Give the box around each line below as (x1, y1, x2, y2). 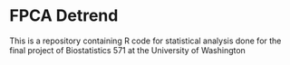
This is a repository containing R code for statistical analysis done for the (9, 35, 282, 46)
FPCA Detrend (9, 5, 119, 26)
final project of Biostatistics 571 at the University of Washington (9, 44, 246, 55)
